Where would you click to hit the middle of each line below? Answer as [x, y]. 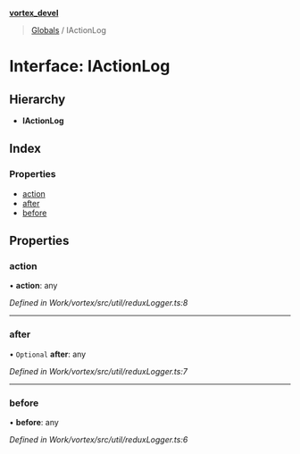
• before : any [34, 422]
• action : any [33, 286]
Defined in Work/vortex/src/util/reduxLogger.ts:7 [98, 371]
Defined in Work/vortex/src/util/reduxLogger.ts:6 [99, 439]
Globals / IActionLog [69, 30]
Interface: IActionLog [90, 67]
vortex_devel [34, 13]
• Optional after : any [48, 354]
